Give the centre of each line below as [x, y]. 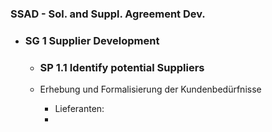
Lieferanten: [79, 109]
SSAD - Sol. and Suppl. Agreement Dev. [108, 14]
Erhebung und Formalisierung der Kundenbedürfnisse [150, 89]
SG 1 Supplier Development [92, 40]
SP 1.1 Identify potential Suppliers [122, 67]
